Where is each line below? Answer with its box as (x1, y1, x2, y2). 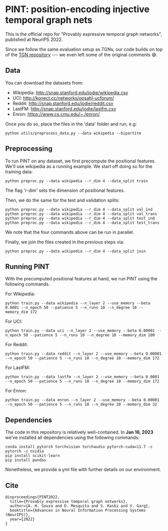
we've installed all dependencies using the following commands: (5, 434, 140, 441)
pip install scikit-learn (5, 453, 60, 459)
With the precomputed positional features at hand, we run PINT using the (5, 276, 158, 282)
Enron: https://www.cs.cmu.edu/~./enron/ (12, 111, 100, 117)
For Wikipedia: (5, 291, 35, 297)
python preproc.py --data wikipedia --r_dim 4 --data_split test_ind (5, 216, 155, 221)
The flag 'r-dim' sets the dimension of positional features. (5, 187, 125, 193)
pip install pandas (5, 458, 47, 463)
